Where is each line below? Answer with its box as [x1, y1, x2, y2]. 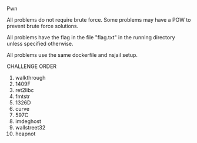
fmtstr [15, 93, 30, 100]
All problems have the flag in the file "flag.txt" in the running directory [6, 34, 175, 40]
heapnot [15, 130, 36, 137]
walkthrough [15, 74, 46, 81]
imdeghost [15, 118, 42, 125]
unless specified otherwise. [6, 40, 74, 47]
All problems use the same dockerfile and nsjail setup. [6, 52, 138, 58]
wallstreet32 [15, 124, 46, 131]
